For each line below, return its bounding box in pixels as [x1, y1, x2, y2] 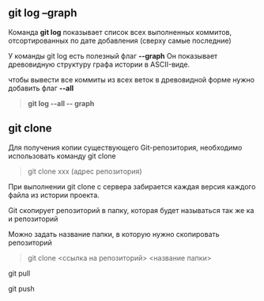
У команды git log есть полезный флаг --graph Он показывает [8, 51, 218, 60]
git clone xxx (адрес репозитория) [27, 166, 142, 176]
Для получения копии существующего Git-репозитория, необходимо [8, 143, 243, 152]
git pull [8, 269, 31, 278]
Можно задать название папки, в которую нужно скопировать [8, 229, 220, 238]
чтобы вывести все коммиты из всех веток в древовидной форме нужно [8, 74, 255, 84]
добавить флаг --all [8, 83, 74, 93]
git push [8, 284, 36, 293]
